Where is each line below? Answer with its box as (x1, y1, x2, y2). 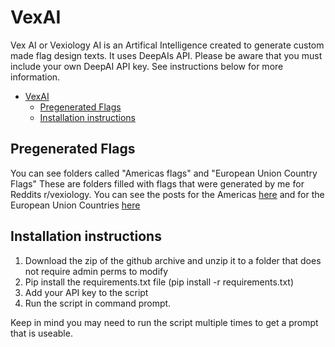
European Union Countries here (10, 199, 141, 211)
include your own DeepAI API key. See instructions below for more (10, 60, 284, 72)
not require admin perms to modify (24, 265, 169, 277)
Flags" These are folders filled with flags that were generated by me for (10, 177, 305, 190)
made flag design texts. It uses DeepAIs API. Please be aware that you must (10, 49, 323, 61)
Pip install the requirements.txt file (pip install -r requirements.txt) (24, 276, 295, 288)
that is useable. (10, 327, 73, 339)
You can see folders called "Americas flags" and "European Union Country (10, 167, 318, 179)
